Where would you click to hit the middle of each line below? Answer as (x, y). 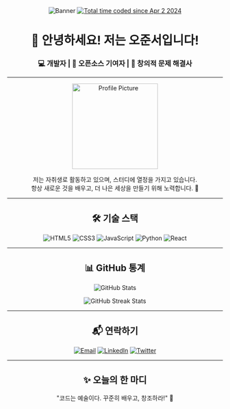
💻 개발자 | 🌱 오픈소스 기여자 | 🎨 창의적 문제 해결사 (115, 64)
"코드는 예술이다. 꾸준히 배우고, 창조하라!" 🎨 (115, 398)
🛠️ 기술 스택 (115, 218)
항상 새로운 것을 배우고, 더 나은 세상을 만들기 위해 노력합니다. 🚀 (115, 188)
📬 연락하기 (115, 331)
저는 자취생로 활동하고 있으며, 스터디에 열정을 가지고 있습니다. (115, 180)
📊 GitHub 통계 (115, 268)
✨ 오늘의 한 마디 (115, 380)
